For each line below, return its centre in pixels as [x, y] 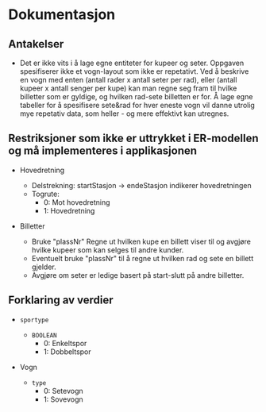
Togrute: [45, 194]
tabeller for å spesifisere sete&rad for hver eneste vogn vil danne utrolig [137, 105]
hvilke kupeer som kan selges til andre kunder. [108, 250]
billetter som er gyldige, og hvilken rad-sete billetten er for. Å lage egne [136, 96]
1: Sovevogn [63, 399]
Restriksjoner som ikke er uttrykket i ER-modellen [133, 139]
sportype [34, 320]
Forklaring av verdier [61, 300]
